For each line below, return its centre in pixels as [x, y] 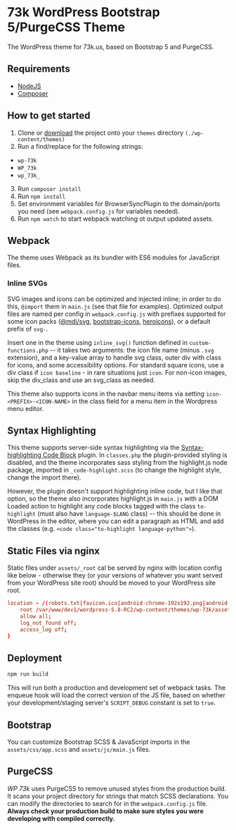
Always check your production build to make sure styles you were [105, 811]
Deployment [35, 658]
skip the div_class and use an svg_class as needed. [81, 380]
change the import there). [44, 477]
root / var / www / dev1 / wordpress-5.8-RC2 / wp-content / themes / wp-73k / [118, 610]
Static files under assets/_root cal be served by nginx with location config [115, 568]
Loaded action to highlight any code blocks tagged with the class [101, 506]
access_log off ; [44, 629]
